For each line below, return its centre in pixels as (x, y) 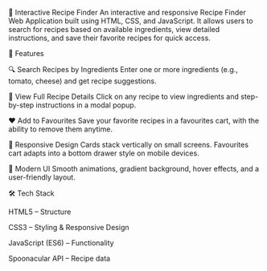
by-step (21, 105)
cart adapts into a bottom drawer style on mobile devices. (104, 153)
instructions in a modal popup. (86, 105)
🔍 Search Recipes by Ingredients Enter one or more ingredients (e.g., (123, 69)
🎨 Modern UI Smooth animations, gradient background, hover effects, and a (134, 169)
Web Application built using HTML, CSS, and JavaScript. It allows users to (131, 21)
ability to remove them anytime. (60, 129)
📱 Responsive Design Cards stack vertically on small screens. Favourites (129, 145)
